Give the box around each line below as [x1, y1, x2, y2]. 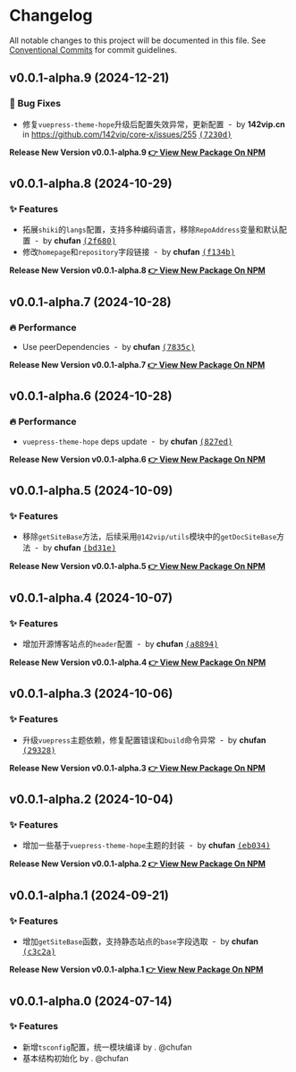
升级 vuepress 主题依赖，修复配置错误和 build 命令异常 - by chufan [21, 735, 266, 745]
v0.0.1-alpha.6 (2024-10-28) [9, 388, 173, 404]
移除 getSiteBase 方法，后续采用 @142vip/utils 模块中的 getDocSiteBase [21, 532, 277, 542]
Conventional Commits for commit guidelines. [9, 44, 177, 55]
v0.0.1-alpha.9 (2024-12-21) [9, 71, 170, 86]
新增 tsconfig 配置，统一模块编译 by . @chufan [21, 1042, 192, 1052]
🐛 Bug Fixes [9, 98, 61, 110]
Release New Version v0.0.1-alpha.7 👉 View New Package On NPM [9, 360, 266, 370]
